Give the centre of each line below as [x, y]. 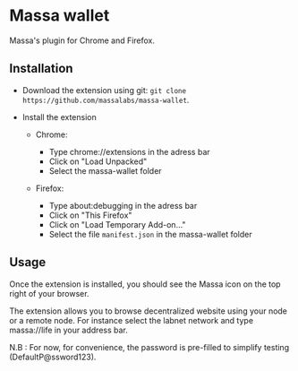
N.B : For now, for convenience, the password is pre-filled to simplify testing [149, 347]
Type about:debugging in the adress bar [123, 205]
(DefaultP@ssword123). [53, 357]
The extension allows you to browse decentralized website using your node [149, 311]
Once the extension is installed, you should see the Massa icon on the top [145, 284]
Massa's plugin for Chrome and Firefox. [82, 40]
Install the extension [59, 116]
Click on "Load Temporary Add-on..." [117, 224]
